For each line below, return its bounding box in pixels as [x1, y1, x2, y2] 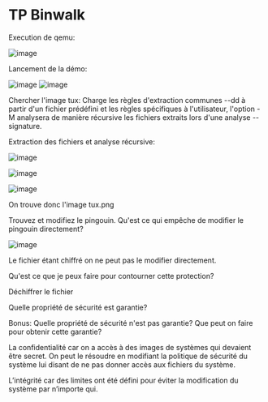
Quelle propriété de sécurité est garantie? [8, 302, 148, 312]
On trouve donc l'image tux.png [8, 199, 115, 209]
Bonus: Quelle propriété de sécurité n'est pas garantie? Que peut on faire [8, 318, 253, 327]
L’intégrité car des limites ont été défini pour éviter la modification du [8, 375, 239, 385]
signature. [8, 121, 42, 130]
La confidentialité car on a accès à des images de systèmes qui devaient [8, 342, 252, 352]
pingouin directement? [8, 224, 84, 233]
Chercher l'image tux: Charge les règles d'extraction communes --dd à [8, 95, 246, 105]
